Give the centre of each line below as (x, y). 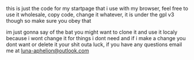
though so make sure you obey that (49, 21)
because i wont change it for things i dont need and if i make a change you (96, 38)
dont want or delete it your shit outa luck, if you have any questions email (94, 44)
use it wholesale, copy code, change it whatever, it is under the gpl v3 (90, 15)
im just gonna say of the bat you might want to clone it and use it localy (92, 32)
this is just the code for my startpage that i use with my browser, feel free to (97, 8)
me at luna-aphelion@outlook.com (48, 51)
